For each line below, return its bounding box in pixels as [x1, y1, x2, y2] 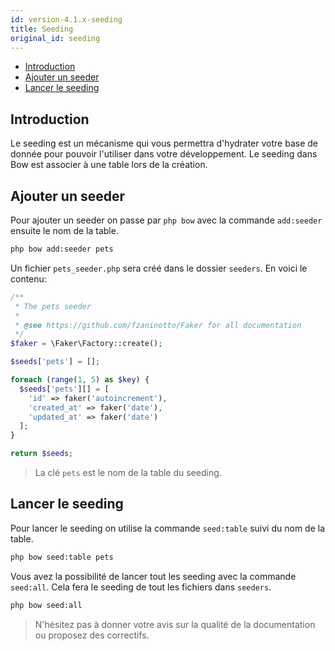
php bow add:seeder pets [10, 244, 114, 254]
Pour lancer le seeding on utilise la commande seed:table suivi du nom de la [10, 522, 326, 534]
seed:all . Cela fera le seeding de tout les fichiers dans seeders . [10, 581, 272, 593]
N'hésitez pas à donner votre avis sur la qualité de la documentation [34, 618, 316, 630]
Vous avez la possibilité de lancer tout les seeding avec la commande [10, 570, 297, 582]
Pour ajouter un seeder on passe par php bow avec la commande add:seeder [10, 214, 323, 226]
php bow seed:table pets [10, 552, 114, 562]
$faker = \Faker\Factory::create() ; [10, 339, 163, 349]
